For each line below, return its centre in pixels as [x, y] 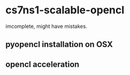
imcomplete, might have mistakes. [47, 26]
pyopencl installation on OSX [59, 44]
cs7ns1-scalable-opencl [65, 10]
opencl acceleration [43, 64]
